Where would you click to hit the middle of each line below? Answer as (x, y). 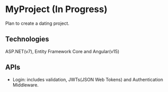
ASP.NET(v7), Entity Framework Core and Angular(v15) (62, 51)
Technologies (27, 39)
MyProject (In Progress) (56, 9)
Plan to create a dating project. (37, 23)
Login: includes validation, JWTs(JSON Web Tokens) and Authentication (88, 79)
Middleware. (26, 85)
